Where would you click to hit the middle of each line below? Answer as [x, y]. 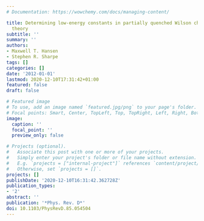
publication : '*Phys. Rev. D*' [46, 203]
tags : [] [17, 62]
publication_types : [31, 186]
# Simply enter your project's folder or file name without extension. [102, 158]
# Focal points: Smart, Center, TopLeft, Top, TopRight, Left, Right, [97, 113]
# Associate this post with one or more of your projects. [85, 152]
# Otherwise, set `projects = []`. [54, 169]
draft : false [23, 91]
